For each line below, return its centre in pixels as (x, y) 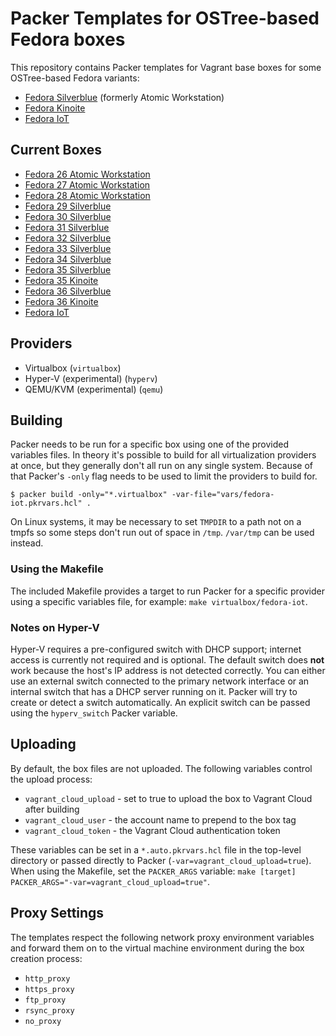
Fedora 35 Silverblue (68, 269)
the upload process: (51, 779)
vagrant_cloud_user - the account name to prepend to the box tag (160, 819)
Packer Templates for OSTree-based (165, 18)
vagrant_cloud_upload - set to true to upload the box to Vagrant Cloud (168, 798)
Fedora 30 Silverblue (68, 216)
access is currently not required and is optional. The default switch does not (167, 659)
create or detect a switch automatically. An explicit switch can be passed (160, 702)
